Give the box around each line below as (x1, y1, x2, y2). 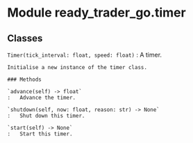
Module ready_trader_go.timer (7, 5, 186, 21)
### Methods (7, 76, 42, 83)
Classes (7, 32, 43, 44)
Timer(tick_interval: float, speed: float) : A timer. (7, 50, 162, 59)
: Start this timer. (7, 131, 73, 137)
